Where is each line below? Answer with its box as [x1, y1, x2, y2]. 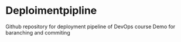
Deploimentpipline [5, 4, 97, 17]
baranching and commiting [5, 29, 71, 36]
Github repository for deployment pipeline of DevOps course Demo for [5, 23, 176, 30]
